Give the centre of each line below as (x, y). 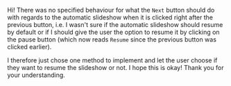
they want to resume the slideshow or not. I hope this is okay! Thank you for (115, 68)
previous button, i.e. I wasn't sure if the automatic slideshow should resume (115, 25)
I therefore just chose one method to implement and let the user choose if (112, 60)
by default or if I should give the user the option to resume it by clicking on (113, 32)
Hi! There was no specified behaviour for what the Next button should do (111, 10)
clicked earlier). (29, 47)
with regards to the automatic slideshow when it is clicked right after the (110, 17)
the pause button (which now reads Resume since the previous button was (112, 40)
